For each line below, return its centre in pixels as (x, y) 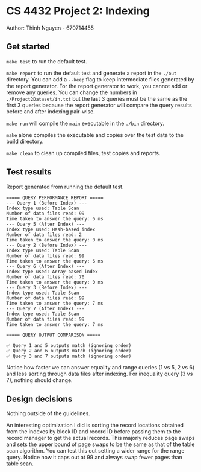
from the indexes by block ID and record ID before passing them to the (94, 432)
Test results (29, 172)
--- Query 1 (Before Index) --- (47, 203)
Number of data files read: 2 (44, 234)
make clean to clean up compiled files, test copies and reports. (83, 153)
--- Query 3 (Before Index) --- (47, 287)
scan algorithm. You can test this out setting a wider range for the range (95, 451)
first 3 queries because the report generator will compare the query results (99, 105)
